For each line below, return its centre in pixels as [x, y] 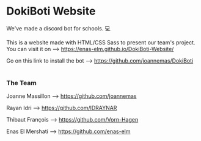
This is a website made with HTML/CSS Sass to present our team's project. [101, 42]
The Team [21, 83]
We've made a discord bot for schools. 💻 [59, 28]
